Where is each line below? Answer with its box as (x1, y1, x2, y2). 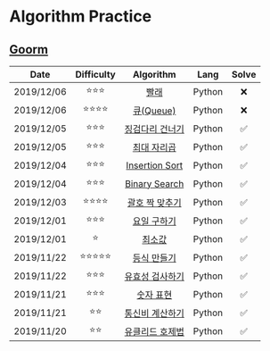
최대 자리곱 (132, 141, 176, 154)
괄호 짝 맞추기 (127, 196, 182, 209)
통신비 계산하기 (124, 306, 185, 319)
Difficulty (75, 69, 116, 80)
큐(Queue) (132, 104, 176, 117)
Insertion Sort (126, 159, 184, 171)
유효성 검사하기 (124, 270, 185, 282)
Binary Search (124, 177, 184, 189)
